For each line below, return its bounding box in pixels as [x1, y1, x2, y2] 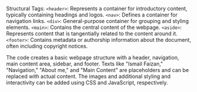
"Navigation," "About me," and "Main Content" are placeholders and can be [6, 67, 189, 73]
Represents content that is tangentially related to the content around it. [6, 30, 178, 37]
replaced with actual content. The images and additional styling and [6, 73, 171, 80]
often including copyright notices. [6, 42, 88, 50]
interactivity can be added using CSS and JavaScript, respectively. [6, 79, 168, 86]
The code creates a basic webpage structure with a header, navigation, [6, 54, 179, 61]
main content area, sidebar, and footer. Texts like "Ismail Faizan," [6, 60, 163, 67]
